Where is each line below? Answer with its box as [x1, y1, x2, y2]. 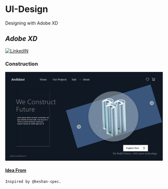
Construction [5, 60, 38, 67]
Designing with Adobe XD [5, 20, 58, 26]
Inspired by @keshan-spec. [5, 179, 61, 184]
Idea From [5, 167, 26, 173]
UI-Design [5, 3, 48, 15]
